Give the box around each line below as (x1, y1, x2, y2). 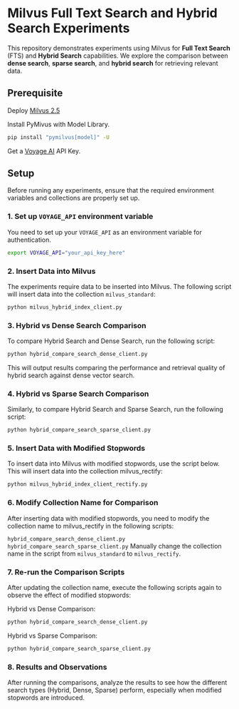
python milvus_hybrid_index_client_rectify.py (7, 481, 148, 488)
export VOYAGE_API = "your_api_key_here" (7, 249, 126, 256)
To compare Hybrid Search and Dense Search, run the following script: (7, 337, 216, 345)
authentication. (7, 235, 52, 244)
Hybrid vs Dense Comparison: (7, 604, 96, 613)
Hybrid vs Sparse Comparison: (7, 631, 98, 640)
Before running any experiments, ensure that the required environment (7, 186, 215, 195)
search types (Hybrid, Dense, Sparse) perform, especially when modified (7, 685, 222, 694)
